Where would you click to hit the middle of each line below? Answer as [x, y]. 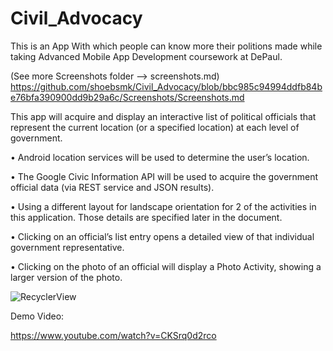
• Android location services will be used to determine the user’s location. [160, 157]
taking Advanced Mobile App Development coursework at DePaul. [146, 56]
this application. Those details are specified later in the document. [146, 217]
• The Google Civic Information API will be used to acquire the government [164, 176]
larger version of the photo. [66, 277]
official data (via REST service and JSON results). [112, 187]
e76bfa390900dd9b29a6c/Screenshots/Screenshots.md [127, 97]
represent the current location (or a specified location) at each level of [155, 127]
